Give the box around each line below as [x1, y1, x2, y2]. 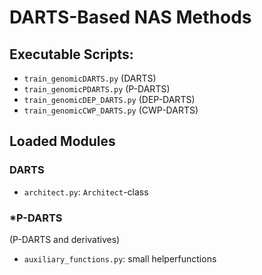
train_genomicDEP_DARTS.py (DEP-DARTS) [23, 94, 196, 105]
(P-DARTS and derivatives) [9, 233, 121, 245]
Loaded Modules [9, 133, 116, 150]
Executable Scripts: [9, 46, 134, 63]
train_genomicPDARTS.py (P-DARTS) [23, 83, 171, 95]
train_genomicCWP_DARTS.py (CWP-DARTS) [23, 104, 199, 116]
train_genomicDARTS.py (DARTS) [23, 72, 157, 84]
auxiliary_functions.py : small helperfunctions [23, 252, 217, 265]
